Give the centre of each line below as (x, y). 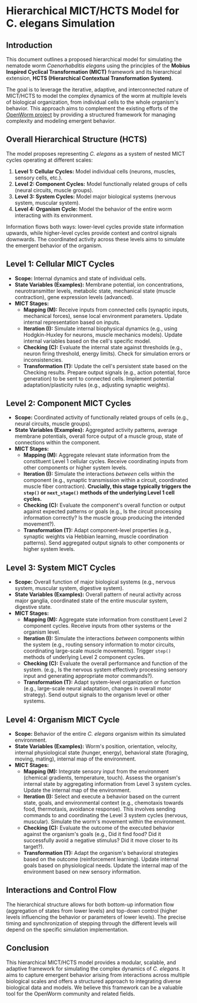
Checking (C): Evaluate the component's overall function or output (104, 505)
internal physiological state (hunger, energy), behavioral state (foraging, (101, 753)
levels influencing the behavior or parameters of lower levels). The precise (96, 917)
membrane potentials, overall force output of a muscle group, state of (99, 436)
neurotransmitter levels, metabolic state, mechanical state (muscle (95, 291)
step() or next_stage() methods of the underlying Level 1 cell (99, 493)
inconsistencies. (43, 360)
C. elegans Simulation (61, 23)
